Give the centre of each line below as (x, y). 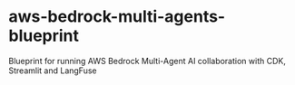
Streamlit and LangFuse (53, 71)
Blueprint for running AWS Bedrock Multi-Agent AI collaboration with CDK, (147, 61)
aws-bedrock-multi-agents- (117, 17)
